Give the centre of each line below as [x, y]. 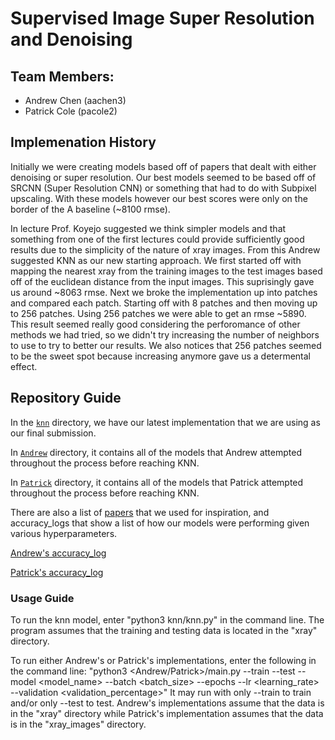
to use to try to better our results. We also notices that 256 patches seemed [166, 345]
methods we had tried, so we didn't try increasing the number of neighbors [165, 334]
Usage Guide [42, 598]
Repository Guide [66, 398]
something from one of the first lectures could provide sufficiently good [157, 239]
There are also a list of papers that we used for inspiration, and [140, 512]
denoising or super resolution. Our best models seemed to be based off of [163, 177]
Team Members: [62, 76]
